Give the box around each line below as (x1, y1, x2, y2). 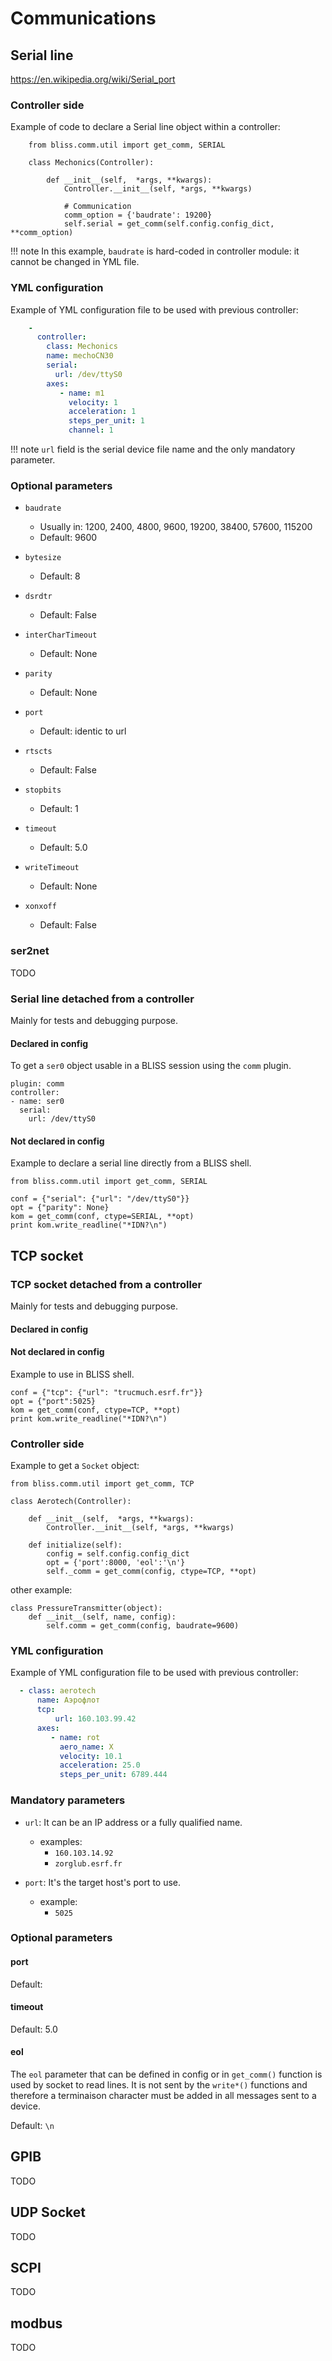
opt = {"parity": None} (10, 1203, 110, 1213)
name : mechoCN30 (46, 351, 114, 361)
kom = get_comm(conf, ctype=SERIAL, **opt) (10, 1212, 195, 1222)
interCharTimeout (24, 630, 98, 641)
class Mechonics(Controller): (28, 158, 155, 168)
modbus (10, 2315, 63, 2332)
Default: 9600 (39, 532, 98, 544)
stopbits (24, 785, 62, 796)
